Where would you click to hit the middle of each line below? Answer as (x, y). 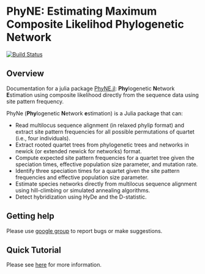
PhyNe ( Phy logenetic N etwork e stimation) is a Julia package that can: (95, 113)
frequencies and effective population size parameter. (82, 177)
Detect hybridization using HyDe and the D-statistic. (81, 197)
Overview (25, 74)
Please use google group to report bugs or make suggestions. (84, 230)
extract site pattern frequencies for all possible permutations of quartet (105, 131)
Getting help (30, 216)
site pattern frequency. (35, 101)
